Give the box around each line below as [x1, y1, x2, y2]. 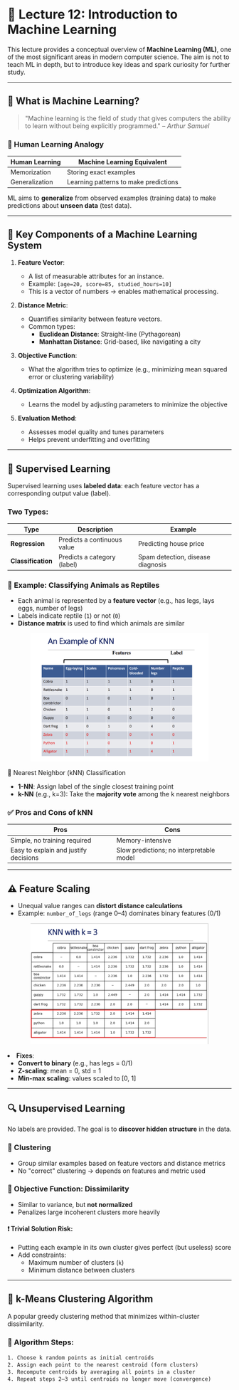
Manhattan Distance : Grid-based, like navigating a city [38, 337, 201, 346]
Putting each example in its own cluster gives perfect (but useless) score [17, 1243, 232, 1251]
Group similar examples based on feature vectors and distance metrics [17, 1159, 225, 1167]
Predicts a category [58, 553, 116, 562]
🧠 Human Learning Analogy [7, 139, 105, 149]
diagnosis [138, 560, 167, 569]
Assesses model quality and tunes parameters [28, 428, 164, 436]
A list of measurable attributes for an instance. [28, 272, 164, 280]
